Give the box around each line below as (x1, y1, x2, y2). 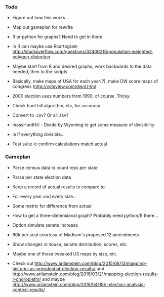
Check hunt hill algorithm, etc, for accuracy (12, 103, 100, 109)
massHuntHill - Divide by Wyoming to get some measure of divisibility (12, 122, 155, 128)
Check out (12, 260, 34, 266)
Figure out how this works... (12, 15, 69, 21)
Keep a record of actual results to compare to (12, 184, 105, 190)
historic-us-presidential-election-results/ (12, 265, 96, 271)
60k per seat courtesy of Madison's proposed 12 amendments (12, 231, 139, 238)
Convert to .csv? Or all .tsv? (12, 112, 69, 118)
